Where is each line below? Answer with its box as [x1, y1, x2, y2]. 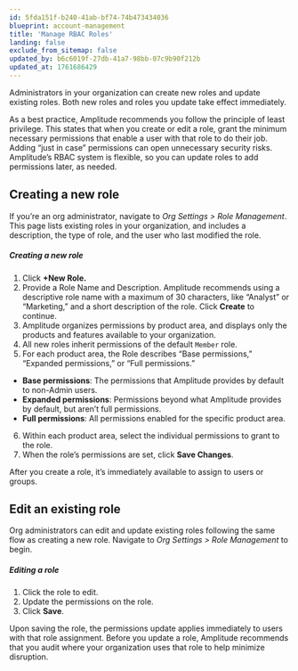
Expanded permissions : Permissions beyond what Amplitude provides [21, 394, 282, 405]
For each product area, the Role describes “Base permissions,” [21, 348, 253, 359]
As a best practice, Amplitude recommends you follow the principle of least [9, 113, 286, 125]
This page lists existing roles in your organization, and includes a [9, 220, 246, 231]
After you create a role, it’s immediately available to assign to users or [9, 466, 264, 477]
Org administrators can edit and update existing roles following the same [9, 525, 276, 536]
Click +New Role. [21, 273, 87, 283]
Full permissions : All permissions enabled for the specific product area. [21, 413, 286, 423]
